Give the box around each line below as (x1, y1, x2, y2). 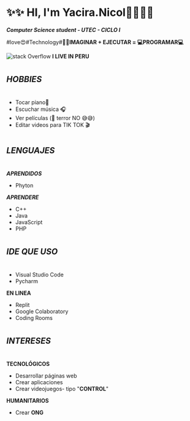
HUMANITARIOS (6, 397, 49, 404)
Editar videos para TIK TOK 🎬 (15, 121, 90, 129)
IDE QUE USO (6, 246, 58, 257)
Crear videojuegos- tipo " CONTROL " (15, 385, 109, 393)
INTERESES (6, 336, 51, 346)
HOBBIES (6, 74, 42, 85)
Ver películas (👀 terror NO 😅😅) (15, 115, 95, 122)
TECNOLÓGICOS (6, 360, 50, 368)
